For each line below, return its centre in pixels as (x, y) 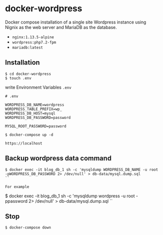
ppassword (16, 201)
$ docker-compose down (28, 228)
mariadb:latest (28, 47)
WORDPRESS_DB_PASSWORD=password (38, 117)
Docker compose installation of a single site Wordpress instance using (76, 22)
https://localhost (24, 143)
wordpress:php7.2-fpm (34, 42)
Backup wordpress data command (58, 158)
